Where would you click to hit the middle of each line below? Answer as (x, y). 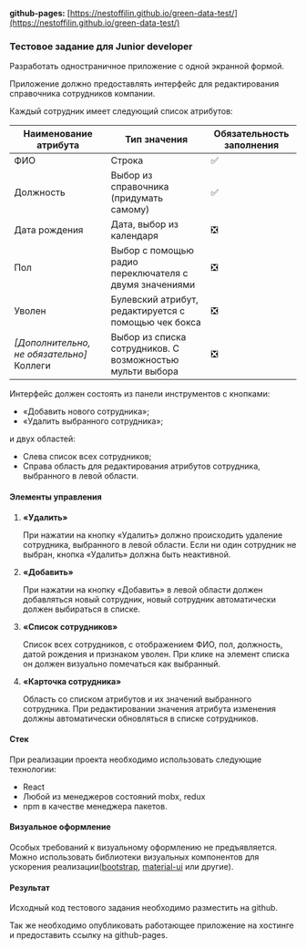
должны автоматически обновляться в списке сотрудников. (141, 718)
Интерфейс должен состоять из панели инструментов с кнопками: (140, 394)
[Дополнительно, (52, 343)
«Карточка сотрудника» (71, 681)
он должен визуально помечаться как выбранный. (122, 664)
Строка (127, 160)
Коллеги (33, 366)
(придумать (137, 198)
